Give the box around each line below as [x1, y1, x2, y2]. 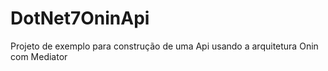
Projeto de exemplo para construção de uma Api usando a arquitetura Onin [10, 40, 319, 52]
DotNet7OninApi [10, 7, 150, 30]
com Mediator [10, 50, 68, 62]
